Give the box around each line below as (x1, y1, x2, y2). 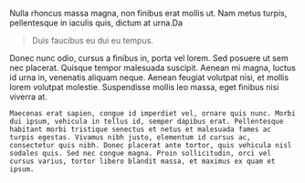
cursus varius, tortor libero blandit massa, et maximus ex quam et (9, 157, 276, 166)
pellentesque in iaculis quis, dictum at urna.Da (9, 17, 184, 28)
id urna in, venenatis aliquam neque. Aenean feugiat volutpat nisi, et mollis (9, 72, 289, 83)
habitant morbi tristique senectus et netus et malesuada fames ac (9, 125, 272, 134)
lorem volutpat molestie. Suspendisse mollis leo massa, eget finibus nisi (9, 82, 279, 92)
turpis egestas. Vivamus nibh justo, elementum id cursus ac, (9, 133, 251, 142)
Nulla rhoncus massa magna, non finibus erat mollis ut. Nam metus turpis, (9, 8, 288, 18)
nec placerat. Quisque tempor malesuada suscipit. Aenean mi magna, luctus (9, 63, 297, 73)
